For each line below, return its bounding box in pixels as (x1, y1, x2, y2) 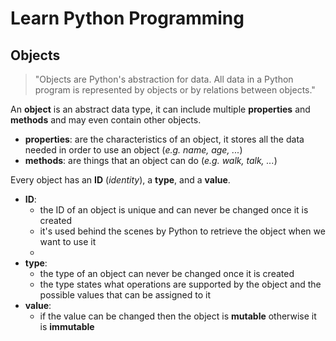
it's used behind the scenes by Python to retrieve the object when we (39, 225, 326, 237)
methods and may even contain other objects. (10, 114, 202, 126)
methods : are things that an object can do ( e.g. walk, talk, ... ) (24, 155, 278, 166)
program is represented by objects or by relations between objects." (34, 84, 316, 96)
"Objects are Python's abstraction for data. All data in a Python (34, 73, 294, 85)
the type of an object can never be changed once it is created (39, 268, 295, 279)
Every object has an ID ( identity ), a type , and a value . (10, 174, 231, 186)
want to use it (39, 236, 97, 247)
